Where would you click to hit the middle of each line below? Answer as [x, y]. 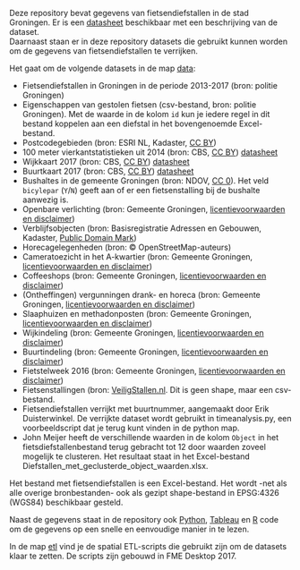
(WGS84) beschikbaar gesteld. [66, 502]
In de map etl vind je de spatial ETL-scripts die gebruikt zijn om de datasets [148, 546]
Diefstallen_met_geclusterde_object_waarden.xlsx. [115, 466]
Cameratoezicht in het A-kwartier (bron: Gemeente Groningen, [137, 257]
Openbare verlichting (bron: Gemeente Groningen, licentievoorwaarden [154, 209]
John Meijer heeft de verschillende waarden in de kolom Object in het [150, 437]
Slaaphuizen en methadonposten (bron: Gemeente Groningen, [137, 314]
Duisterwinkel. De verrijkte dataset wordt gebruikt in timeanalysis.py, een [157, 418]
